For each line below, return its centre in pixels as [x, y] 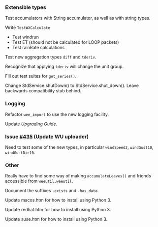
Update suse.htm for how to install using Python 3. [56, 219]
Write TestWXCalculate [28, 28]
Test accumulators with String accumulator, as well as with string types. [78, 18]
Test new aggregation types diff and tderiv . [51, 57]
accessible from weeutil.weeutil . [39, 181]
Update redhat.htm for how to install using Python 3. [58, 210]
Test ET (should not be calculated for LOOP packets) [65, 42]
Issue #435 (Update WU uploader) [47, 137]
